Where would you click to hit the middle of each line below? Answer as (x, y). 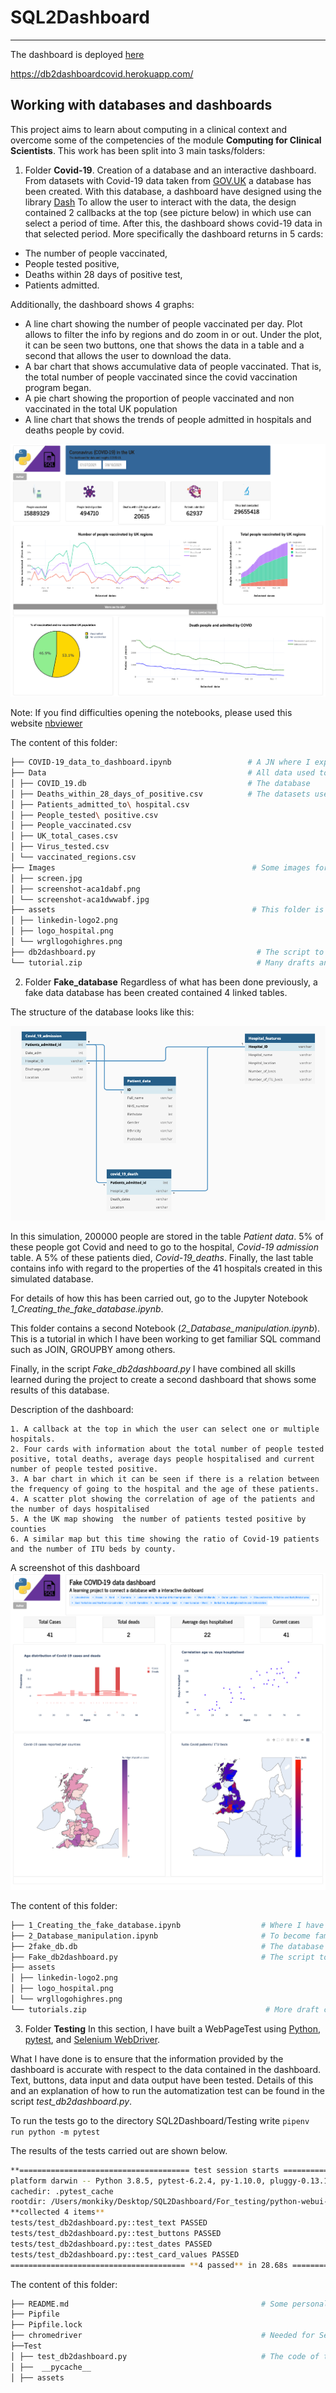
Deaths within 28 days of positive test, (103, 274)
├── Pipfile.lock (46, 2325)
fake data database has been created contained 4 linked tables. (156, 992)
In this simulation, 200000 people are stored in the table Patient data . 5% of (167, 1237)
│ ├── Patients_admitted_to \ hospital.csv (100, 804)
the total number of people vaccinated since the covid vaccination (161, 377)
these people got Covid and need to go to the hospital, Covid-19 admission (165, 1247)
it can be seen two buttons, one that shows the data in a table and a (164, 345)
